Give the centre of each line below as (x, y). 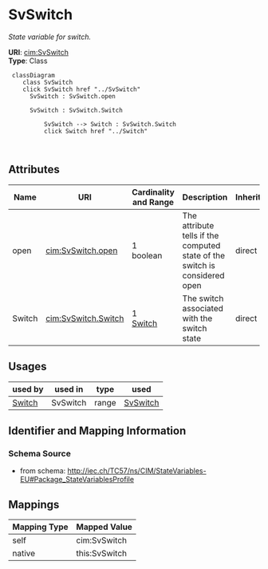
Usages (28, 367)
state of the (204, 255)
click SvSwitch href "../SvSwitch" (82, 89)
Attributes (34, 170)
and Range (153, 202)
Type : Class (28, 61)
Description (205, 197)
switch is (199, 265)
